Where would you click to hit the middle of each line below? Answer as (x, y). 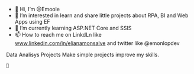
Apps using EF (32, 22)
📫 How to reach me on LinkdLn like (58, 35)
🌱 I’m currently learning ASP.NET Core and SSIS (73, 28)
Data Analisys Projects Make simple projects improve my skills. (83, 54)
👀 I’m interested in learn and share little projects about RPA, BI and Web (101, 15)
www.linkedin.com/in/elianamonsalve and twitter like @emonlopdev (97, 43)
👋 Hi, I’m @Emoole (37, 9)
